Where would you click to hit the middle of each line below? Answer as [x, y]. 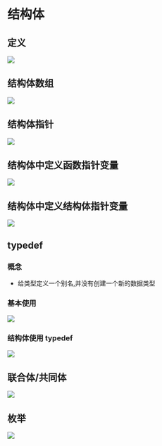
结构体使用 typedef [40, 338]
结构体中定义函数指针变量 [63, 165]
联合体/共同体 [37, 377]
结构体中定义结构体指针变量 [68, 206]
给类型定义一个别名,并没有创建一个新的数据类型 [86, 283]
